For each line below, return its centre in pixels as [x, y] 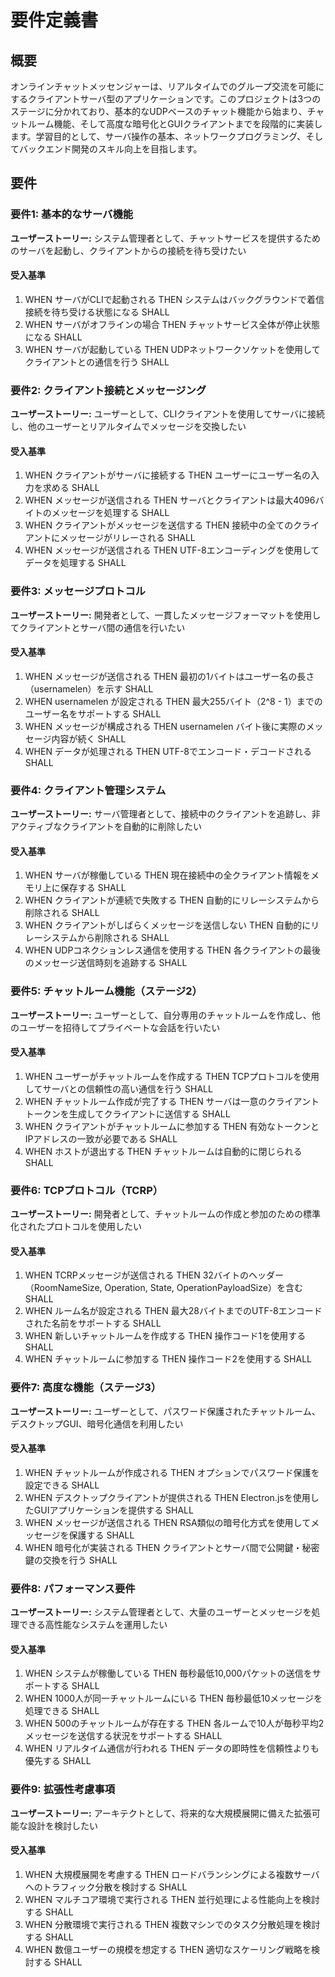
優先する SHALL [58, 1761]
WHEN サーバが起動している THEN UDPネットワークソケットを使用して [172, 349]
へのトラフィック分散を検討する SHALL [106, 1887]
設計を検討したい [62, 1825]
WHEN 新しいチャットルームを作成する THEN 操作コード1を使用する [165, 1336]
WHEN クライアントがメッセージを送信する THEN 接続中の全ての [159, 525]
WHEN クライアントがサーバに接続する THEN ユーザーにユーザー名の [167, 475]
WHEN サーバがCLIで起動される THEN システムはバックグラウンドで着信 [174, 299]
